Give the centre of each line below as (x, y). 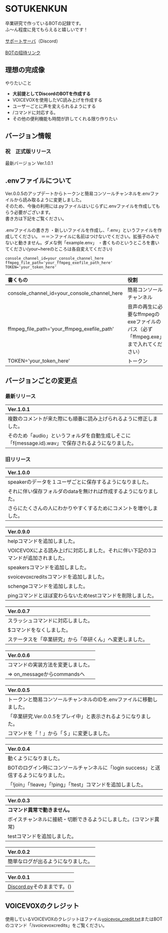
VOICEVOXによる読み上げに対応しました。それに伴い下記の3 (79, 550)
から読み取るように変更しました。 (49, 200)
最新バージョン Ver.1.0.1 (29, 163)
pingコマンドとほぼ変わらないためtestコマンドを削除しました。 (82, 595)
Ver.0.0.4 (19, 749)
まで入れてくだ (145, 345)
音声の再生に (142, 307)
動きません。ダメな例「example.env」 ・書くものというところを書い (89, 243)
